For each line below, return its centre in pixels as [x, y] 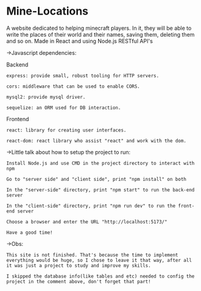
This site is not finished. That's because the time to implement [92, 255]
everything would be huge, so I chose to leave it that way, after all [99, 260]
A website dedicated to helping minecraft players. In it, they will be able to [99, 28]
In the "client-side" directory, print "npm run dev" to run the [91, 206]
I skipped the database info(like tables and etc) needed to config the [100, 276]
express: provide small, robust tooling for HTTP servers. [83, 75]
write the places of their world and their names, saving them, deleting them [100, 34]
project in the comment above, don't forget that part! [79, 281]
